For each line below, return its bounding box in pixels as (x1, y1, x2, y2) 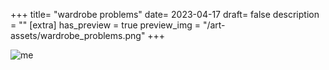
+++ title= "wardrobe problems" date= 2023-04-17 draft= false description (10, 9, 320, 20)
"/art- (202, 19, 226, 31)
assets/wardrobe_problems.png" (10, 30, 146, 41)
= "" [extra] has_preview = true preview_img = (10, 19, 201, 31)
